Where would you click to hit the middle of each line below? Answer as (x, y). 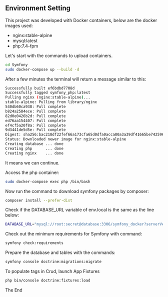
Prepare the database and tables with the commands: (60, 252)
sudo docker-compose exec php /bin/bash (48, 181)
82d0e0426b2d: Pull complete (35, 116)
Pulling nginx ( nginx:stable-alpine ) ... (48, 97)
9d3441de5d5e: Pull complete (35, 130)
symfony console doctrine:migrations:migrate (53, 262)
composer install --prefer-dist (39, 200)
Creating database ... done (34, 144)
